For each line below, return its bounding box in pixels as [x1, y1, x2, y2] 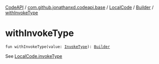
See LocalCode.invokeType [5, 53, 62, 59]
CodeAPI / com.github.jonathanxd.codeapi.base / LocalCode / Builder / [5, 5, 154, 10]
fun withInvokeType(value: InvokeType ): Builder [5, 44, 110, 49]
